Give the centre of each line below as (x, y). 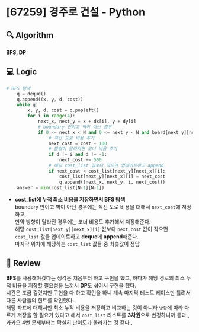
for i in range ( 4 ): (52, 116)
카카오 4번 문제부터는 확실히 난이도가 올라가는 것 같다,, (69, 323)
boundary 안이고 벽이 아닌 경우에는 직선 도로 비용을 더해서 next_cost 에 (97, 207)
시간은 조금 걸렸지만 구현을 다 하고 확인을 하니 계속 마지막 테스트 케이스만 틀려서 (99, 293)
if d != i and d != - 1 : (78, 155)
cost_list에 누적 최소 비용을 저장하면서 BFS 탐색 (70, 200)
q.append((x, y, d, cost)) (50, 99)
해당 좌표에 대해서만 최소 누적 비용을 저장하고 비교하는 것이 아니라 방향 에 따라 (95, 308)
